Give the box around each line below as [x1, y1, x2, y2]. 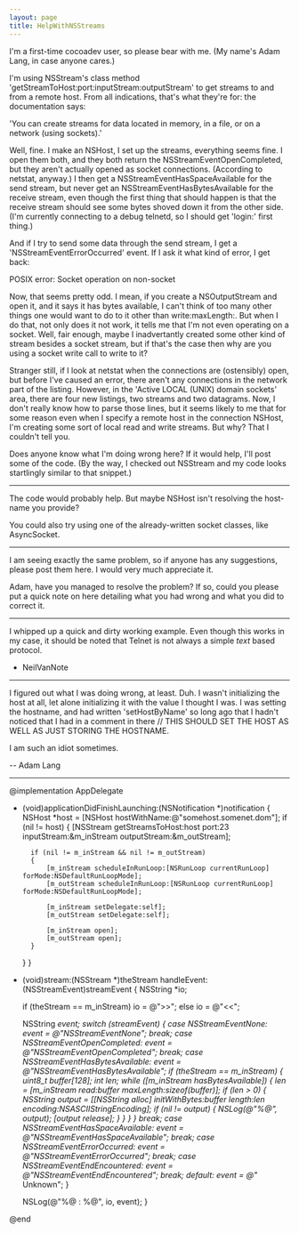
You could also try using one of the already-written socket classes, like [9, 520, 269, 530]
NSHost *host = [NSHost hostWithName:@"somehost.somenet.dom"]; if [21, 811, 287, 823]
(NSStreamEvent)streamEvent [21, 984, 133, 995]
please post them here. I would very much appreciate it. [9, 564, 214, 575]
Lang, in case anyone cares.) [9, 55, 116, 66]
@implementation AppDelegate [9, 785, 124, 796]
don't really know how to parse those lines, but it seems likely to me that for [9, 402, 287, 414]
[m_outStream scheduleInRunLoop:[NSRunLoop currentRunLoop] [45, 879, 274, 888]
